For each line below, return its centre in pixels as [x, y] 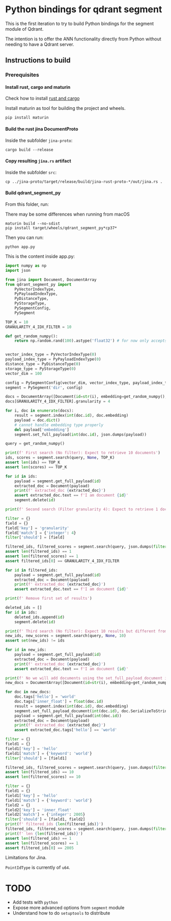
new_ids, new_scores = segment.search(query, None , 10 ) [66, 636]
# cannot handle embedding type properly [59, 425]
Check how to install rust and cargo [42, 99]
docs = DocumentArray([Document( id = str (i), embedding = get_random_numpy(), [86, 397]
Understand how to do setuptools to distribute [61, 913]
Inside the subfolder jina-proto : [39, 140]
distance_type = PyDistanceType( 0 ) [43, 364]
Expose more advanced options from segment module [68, 908]
